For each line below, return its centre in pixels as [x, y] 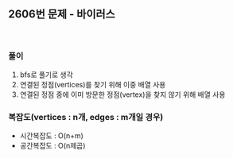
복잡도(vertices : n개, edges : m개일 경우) [86, 118]
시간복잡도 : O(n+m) [51, 136]
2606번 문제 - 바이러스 [62, 14]
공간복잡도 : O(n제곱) [52, 146]
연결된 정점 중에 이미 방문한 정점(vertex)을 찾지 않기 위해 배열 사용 [122, 94]
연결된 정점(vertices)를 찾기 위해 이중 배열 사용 [93, 85]
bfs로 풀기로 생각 [46, 75]
